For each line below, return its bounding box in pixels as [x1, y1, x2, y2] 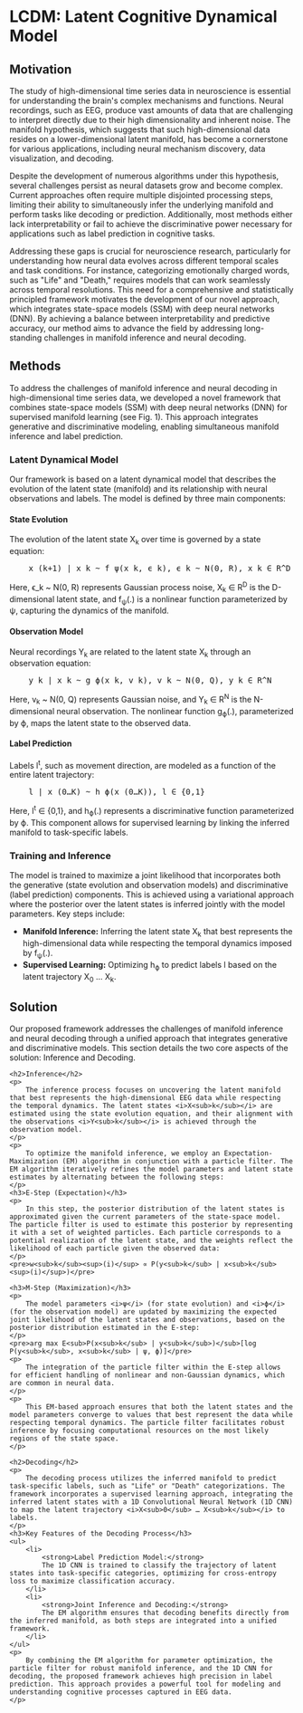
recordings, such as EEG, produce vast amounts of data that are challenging [9, 105, 294, 115]
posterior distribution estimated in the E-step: [9, 1324, 201, 1333]
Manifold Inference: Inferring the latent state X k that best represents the [22, 926, 293, 939]
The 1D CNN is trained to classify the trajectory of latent [42, 1561, 278, 1570]
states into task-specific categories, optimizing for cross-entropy [9, 1569, 278, 1578]
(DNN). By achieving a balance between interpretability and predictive [9, 313, 270, 323]
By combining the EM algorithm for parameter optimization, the [25, 1656, 273, 1665]
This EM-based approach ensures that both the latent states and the [25, 1402, 294, 1412]
